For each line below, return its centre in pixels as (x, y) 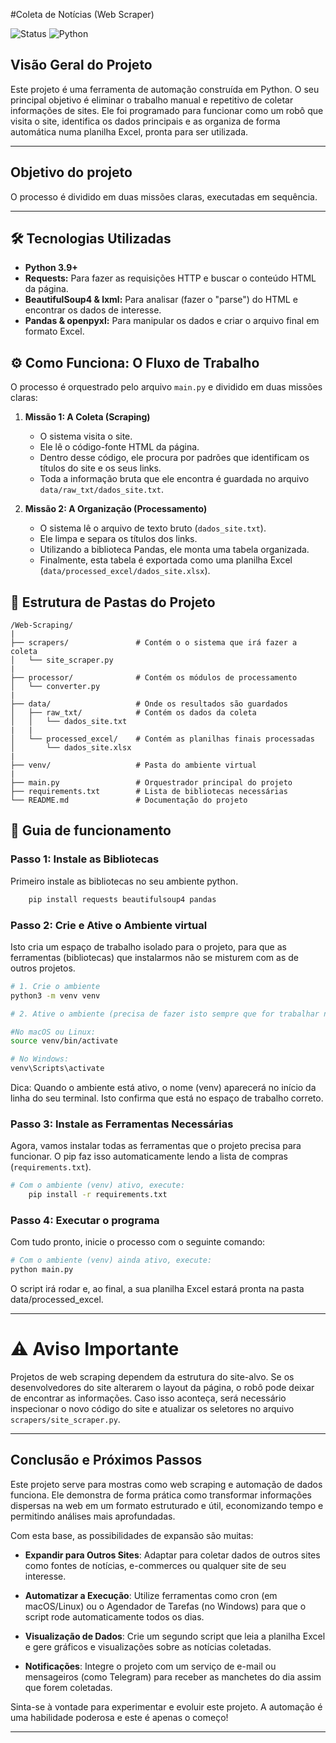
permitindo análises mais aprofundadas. (93, 1516)
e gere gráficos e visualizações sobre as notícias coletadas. (148, 1646)
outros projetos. (43, 968)
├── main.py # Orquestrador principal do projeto (151, 783)
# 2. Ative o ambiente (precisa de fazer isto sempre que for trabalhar (165, 1014)
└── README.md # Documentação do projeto (129, 800)
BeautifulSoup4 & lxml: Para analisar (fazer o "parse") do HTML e (161, 300)
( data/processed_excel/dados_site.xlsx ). (125, 571)
